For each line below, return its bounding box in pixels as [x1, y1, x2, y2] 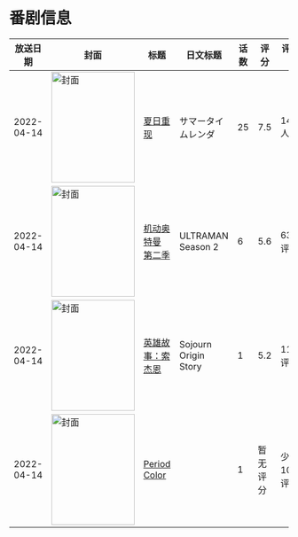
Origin [178, 349, 206, 362]
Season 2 [178, 240, 219, 253]
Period [143, 457, 171, 470]
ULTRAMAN [178, 230, 229, 242]
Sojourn [178, 338, 213, 350]
